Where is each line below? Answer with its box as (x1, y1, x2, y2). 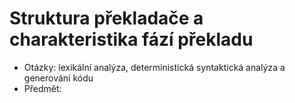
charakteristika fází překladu (9, 28, 254, 51)
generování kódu (23, 72, 94, 84)
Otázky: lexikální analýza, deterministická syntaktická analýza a (23, 61, 286, 73)
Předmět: (23, 82, 62, 94)
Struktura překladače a (9, 7, 204, 30)
